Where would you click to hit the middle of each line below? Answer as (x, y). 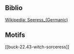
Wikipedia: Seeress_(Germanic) (37, 19)
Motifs (15, 35)
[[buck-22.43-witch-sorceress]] (37, 47)
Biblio (14, 8)
